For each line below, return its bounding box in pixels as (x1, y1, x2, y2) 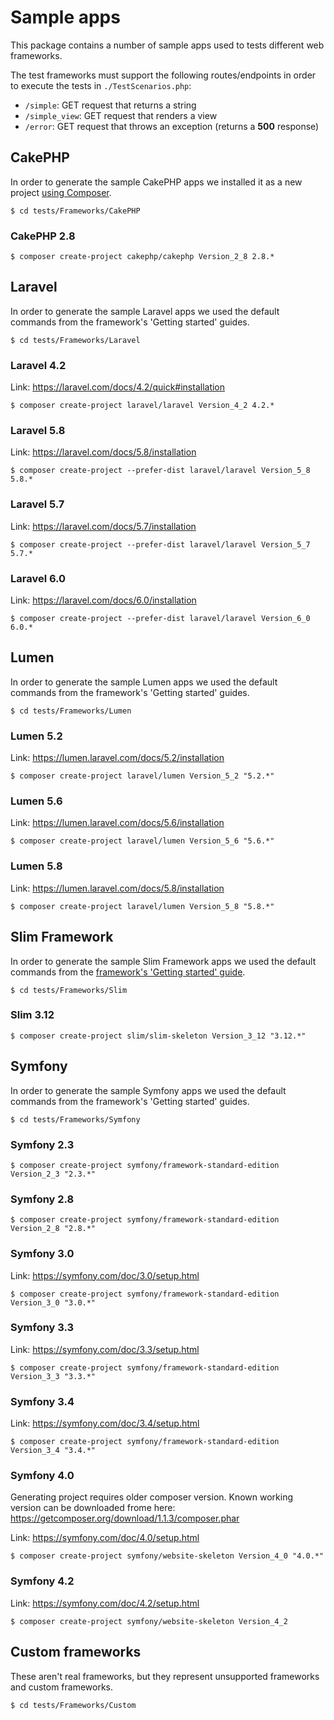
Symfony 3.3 (10, 1321, 75, 1335)
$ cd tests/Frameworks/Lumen (10, 706, 132, 716)
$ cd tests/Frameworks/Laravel (10, 335, 141, 345)
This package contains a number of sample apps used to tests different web (10, 39, 325, 51)
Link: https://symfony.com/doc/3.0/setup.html (10, 1269, 200, 1281)
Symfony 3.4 (10, 1394, 75, 1408)
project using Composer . (10, 186, 112, 198)
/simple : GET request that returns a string (24, 99, 197, 111)
